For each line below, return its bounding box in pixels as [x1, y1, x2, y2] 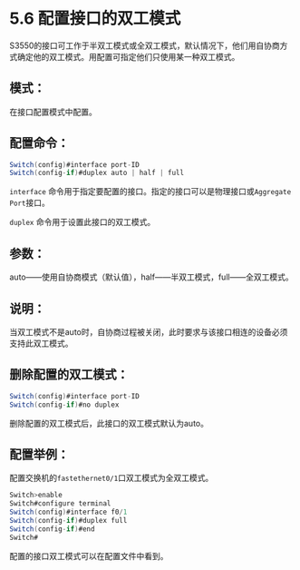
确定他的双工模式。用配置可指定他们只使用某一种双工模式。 [16, 51, 240, 62]
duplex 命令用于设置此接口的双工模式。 [9, 217, 156, 228]
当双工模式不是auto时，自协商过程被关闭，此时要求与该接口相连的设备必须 [9, 326, 288, 337]
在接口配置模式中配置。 [9, 106, 97, 117]
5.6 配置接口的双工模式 [9, 8, 181, 29]
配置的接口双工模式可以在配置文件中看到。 [9, 550, 169, 561]
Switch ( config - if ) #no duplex [9, 400, 120, 409]
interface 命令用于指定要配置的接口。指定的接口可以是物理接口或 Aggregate [9, 186, 292, 197]
